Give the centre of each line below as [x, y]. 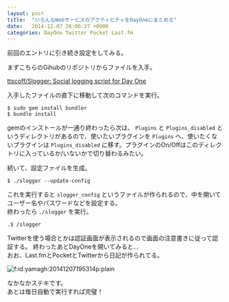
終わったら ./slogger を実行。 [50, 212]
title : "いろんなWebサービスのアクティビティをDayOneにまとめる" [92, 20]
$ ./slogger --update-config [49, 181]
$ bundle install [32, 114]
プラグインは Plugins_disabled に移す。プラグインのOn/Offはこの [106, 145]
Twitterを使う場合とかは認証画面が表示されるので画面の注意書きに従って [110, 238]
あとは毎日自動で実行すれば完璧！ [55, 292]
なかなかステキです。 [37, 283]
